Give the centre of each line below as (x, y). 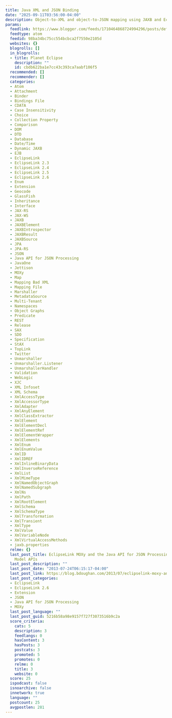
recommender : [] (27, 77)
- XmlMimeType (25, 478)
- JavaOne (20, 263)
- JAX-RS (19, 211)
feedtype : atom (26, 34)
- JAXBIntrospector (31, 230)
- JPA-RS (19, 249)
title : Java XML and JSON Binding (42, 10)
